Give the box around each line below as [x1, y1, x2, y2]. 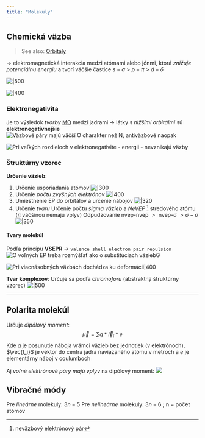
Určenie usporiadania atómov [15, 184, 90, 192]
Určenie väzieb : [6, 172, 47, 180]
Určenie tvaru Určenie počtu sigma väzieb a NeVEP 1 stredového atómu [15, 203, 196, 212]
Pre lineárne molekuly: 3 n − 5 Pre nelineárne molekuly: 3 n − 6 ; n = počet [6, 401, 190, 408]
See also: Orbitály [21, 48, 67, 55]
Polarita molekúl [6, 305, 70, 316]
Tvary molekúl [6, 231, 44, 239]
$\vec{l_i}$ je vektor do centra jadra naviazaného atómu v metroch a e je [6, 348, 190, 355]
